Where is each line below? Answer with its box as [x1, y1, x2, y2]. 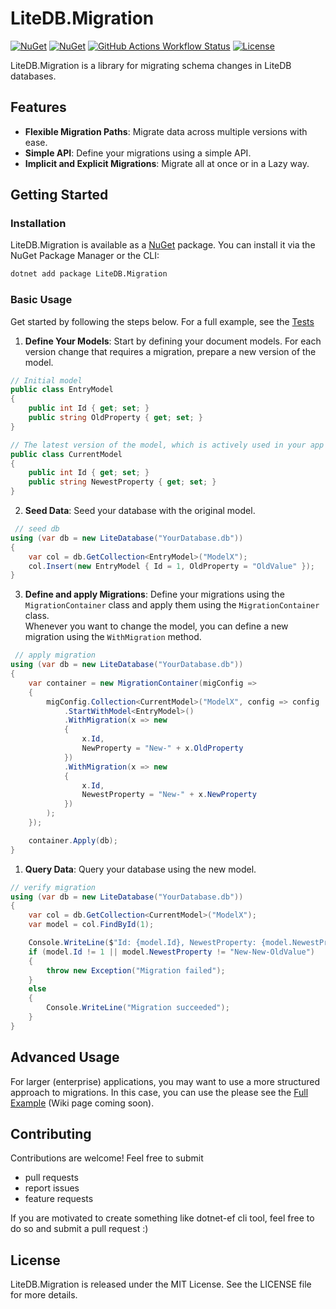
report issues [24, 1182, 80, 1194]
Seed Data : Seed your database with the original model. [24, 505, 256, 517]
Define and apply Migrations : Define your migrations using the [24, 588, 285, 601]
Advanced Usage [10, 1049, 120, 1066]
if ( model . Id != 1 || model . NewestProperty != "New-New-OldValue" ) [28, 947, 316, 957]
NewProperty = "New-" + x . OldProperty [81, 743, 244, 754]
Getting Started [10, 187, 109, 204]
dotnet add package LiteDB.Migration [10, 269, 168, 279]
